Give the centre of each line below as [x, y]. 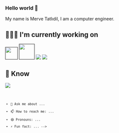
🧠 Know [17, 74]
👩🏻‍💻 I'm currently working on [52, 34]
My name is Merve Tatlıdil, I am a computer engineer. [60, 19]
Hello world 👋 [22, 8]
